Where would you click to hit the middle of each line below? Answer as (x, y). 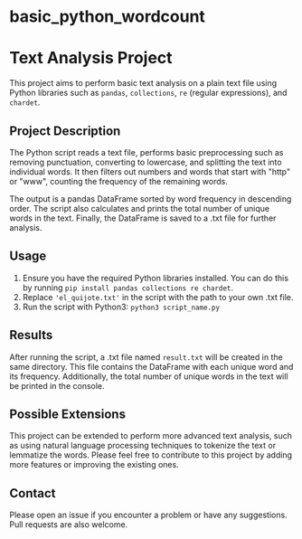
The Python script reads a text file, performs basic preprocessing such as (146, 152)
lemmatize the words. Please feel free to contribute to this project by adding (151, 455)
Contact (33, 493)
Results (31, 335)
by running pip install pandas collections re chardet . (127, 288)
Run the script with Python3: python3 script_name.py (121, 307)
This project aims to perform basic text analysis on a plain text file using (143, 83)
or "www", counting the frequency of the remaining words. (118, 181)
